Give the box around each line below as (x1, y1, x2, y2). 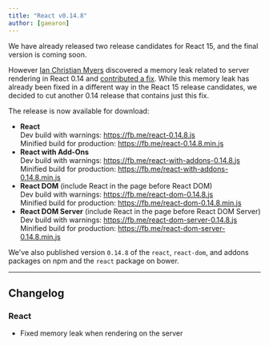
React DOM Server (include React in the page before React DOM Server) (19, 206, 262, 216)
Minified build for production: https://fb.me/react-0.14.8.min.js (19, 138, 224, 148)
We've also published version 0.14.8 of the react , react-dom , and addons (8, 247, 250, 257)
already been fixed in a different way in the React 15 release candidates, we (8, 82, 258, 92)
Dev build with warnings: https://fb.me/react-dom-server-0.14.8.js (19, 215, 238, 225)
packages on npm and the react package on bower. (8, 256, 180, 265)
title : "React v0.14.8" (8, 11, 88, 20)
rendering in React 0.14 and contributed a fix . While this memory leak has (8, 74, 250, 83)
